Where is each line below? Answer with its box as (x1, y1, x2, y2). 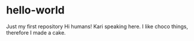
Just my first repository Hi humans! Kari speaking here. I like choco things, (6, 23, 188, 30)
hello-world (6, 4, 65, 17)
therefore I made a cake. (6, 29, 66, 36)
